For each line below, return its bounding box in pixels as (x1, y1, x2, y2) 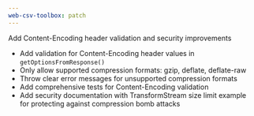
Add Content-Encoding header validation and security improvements (8, 33, 232, 43)
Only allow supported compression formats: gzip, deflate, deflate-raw (19, 65, 247, 75)
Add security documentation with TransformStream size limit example (19, 90, 247, 99)
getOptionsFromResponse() (19, 58, 105, 66)
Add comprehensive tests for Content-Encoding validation (19, 82, 209, 92)
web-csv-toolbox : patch (8, 11, 87, 20)
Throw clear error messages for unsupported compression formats (19, 73, 238, 83)
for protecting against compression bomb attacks (19, 99, 181, 108)
